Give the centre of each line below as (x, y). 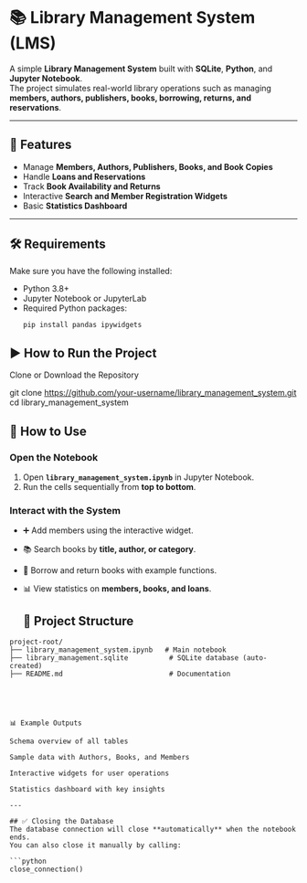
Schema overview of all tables (69, 741)
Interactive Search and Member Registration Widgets (125, 196)
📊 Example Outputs (46, 723)
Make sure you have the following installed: (91, 271)
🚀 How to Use (48, 431)
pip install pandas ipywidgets (82, 324)
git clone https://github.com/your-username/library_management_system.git (153, 393)
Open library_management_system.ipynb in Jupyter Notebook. (138, 477)
